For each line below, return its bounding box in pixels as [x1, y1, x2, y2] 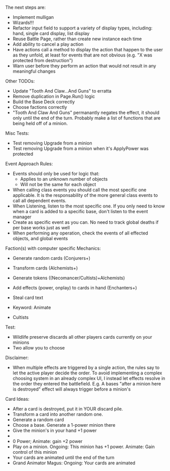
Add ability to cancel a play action [12, 41, 84, 47]
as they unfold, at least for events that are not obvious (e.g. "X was [12, 52, 152, 58]
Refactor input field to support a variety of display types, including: [12, 25, 153, 31]
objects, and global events [12, 236, 68, 241]
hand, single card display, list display [12, 31, 90, 36]
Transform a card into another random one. [12, 411, 103, 417]
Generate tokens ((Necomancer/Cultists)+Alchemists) [12, 275, 125, 281]
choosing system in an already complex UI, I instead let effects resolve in [12, 375, 165, 381]
